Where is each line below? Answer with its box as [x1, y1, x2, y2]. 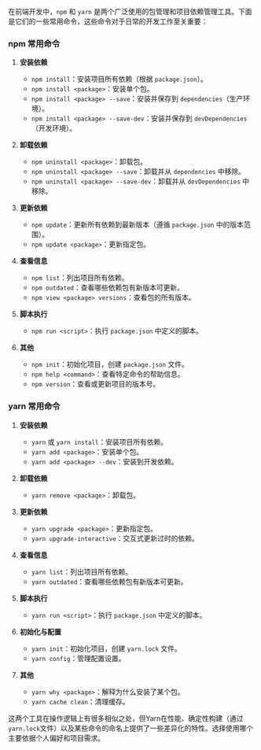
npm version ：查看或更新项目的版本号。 [31, 379, 160, 389]
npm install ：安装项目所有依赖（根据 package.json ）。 [31, 74, 208, 84]
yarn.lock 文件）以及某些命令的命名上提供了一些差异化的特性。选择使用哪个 [8, 723, 254, 733]
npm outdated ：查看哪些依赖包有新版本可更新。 [31, 283, 185, 293]
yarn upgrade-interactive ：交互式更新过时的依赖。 [31, 534, 199, 543]
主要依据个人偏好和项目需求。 [8, 733, 105, 742]
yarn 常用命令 [8, 401, 61, 412]
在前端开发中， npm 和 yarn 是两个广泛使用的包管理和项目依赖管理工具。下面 [8, 7, 252, 16]
